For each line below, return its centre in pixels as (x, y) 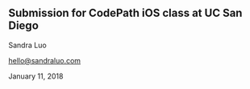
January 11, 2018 (36, 76)
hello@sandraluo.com (45, 60)
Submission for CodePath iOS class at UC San (125, 13)
